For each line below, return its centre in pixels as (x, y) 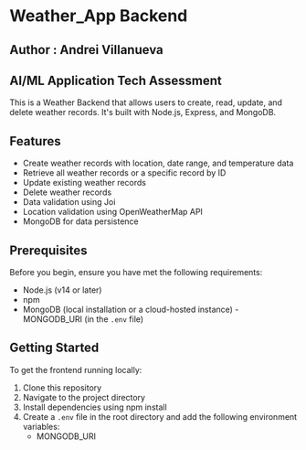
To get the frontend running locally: (76, 370)
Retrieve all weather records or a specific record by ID (124, 173)
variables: (41, 426)
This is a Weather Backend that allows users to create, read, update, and (146, 102)
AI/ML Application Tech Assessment (116, 80)
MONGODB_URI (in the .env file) (83, 319)
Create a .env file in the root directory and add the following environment (160, 416)
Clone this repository (62, 387)
